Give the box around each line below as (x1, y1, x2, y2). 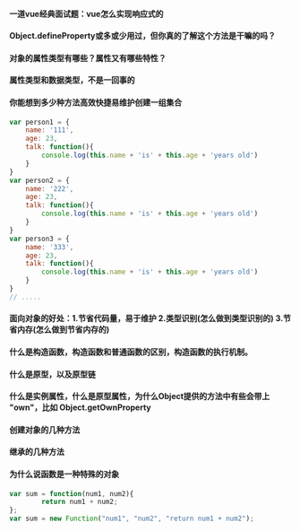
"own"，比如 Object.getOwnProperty (9, 402, 152, 413)
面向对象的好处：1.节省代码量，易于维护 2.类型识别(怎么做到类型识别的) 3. (9, 313, 284, 324)
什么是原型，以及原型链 (9, 369, 96, 379)
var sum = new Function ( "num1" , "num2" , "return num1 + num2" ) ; (9, 514, 254, 524)
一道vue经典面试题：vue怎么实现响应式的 (9, 8, 164, 19)
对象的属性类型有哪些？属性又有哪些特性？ (9, 52, 167, 63)
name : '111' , (25, 126, 74, 135)
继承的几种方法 (9, 447, 64, 457)
